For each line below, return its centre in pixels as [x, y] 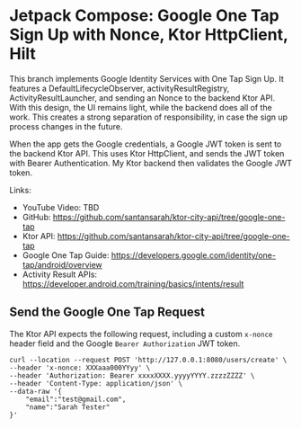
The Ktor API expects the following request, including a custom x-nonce [141, 334]
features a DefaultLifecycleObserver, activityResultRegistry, [120, 88]
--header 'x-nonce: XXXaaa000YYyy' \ [80, 368]
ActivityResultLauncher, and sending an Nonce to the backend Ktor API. [142, 98]
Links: [20, 190]
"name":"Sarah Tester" [68, 407]
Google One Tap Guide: [66, 255]
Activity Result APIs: [59, 274]
